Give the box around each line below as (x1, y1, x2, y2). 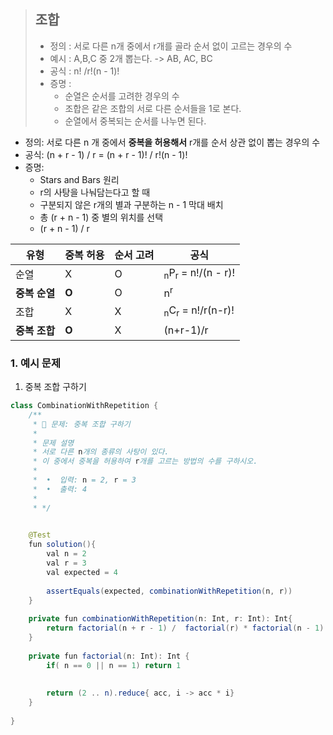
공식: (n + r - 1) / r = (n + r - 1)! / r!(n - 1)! (24, 148, 188, 160)
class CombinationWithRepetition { (10, 401, 159, 411)
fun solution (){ (28, 540, 97, 550)
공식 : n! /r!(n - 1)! (49, 65, 120, 77)
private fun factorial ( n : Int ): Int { (28, 651, 190, 661)
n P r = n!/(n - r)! (163, 266, 236, 282)
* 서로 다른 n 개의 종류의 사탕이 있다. (32, 447, 170, 457)
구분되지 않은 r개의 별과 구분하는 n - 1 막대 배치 (39, 198, 224, 210)
